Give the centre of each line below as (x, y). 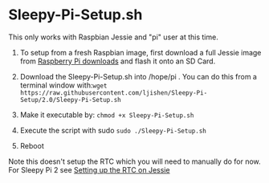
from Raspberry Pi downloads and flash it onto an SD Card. (118, 61)
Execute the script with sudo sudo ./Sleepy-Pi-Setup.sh (113, 130)
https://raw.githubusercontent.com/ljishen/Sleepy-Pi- (114, 93)
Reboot (32, 145)
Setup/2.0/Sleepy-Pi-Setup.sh (71, 100)
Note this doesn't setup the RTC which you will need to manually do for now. (134, 161)
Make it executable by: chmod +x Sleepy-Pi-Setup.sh (107, 115)
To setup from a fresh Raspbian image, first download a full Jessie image (141, 52)
